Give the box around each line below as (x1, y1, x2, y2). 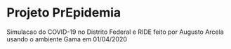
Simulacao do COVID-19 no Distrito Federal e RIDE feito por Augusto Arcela (6, 28, 224, 36)
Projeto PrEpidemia (6, 5, 121, 21)
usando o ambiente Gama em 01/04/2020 (6, 35, 128, 43)
